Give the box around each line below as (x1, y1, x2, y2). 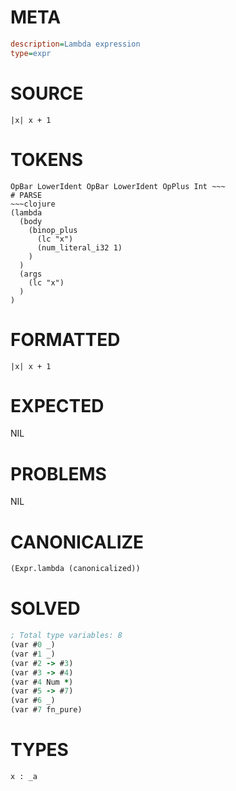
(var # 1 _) (10, 649, 56, 659)
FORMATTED (10, 328, 121, 351)
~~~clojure (10, 199, 56, 209)
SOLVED (10, 597, 81, 620)
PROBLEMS (10, 462, 107, 485)
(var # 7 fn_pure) (10, 705, 83, 715)
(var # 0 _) (10, 640, 56, 650)
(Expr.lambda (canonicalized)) (10, 564, 141, 574)
